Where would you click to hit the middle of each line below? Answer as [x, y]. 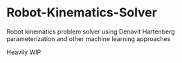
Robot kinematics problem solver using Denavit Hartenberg [91, 32]
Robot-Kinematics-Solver [82, 13]
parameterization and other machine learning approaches [89, 38]
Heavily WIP [24, 52]
